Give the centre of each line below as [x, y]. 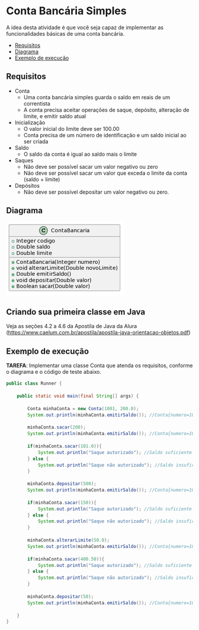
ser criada [36, 141]
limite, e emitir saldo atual [55, 116]
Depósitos [27, 185]
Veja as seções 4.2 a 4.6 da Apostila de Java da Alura [72, 326]
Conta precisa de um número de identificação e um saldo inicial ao [105, 135]
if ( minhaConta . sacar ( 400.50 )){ [66, 559]
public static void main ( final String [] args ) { [78, 396]
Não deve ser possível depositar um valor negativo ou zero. [96, 192]
